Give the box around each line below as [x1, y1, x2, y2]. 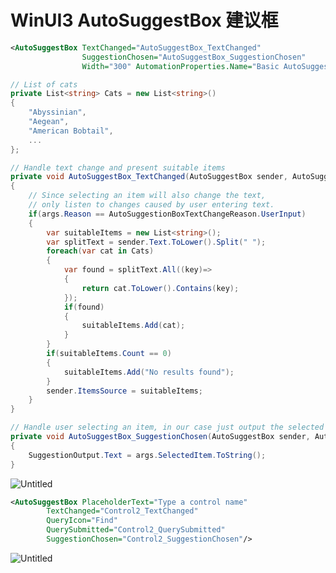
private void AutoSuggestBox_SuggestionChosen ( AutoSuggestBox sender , [10, 432, 311, 442]
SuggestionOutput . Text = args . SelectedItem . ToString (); [28, 450, 267, 460]
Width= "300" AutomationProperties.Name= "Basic [81, 61, 280, 71]
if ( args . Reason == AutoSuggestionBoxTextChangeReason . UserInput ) [28, 209, 307, 219]
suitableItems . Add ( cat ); [81, 321, 186, 331]
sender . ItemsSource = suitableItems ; [46, 386, 203, 396]
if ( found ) [63, 302, 105, 312]
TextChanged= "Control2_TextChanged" [46, 506, 199, 516]
